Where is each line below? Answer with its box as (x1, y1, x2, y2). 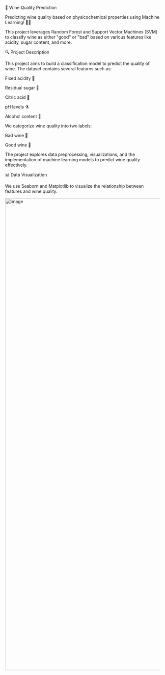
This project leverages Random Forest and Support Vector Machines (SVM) (5, 29, 158, 34)
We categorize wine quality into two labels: (5, 123, 92, 129)
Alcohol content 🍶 (5, 114, 41, 119)
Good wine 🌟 (5, 142, 31, 147)
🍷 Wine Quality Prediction (5, 5, 57, 10)
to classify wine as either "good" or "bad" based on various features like (5, 34, 152, 40)
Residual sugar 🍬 (5, 85, 39, 90)
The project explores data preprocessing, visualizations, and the (5, 151, 135, 157)
